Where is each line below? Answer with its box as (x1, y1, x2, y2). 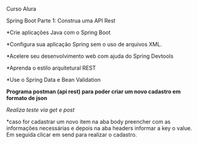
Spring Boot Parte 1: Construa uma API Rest (6, 17, 116, 24)
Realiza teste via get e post (6, 106, 75, 113)
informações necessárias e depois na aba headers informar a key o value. (6, 124, 192, 132)
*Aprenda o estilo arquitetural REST (6, 64, 96, 71)
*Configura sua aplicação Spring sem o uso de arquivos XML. (6, 41, 162, 48)
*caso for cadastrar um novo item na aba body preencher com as (6, 118, 171, 125)
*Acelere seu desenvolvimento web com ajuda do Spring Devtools (6, 52, 174, 60)
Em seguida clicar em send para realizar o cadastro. (6, 131, 137, 138)
